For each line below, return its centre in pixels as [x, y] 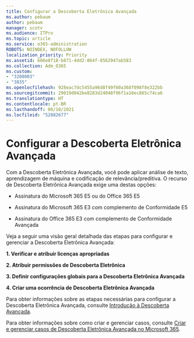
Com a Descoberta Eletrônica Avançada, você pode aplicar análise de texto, [97, 173]
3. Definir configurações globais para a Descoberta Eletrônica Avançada [96, 277]
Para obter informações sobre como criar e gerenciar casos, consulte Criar [96, 323]
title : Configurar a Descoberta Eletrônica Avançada [71, 11]
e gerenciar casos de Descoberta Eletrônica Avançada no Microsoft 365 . [93, 329]
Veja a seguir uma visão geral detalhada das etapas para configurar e [89, 236]
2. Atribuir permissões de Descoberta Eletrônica [66, 265]
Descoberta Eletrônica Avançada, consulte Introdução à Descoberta [88, 305]
